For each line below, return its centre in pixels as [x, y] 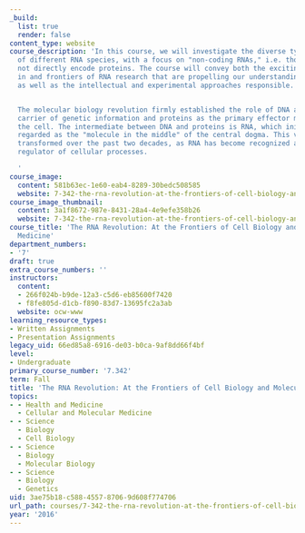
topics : [24, 396]
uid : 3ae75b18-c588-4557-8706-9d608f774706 [93, 498]
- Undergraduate [40, 363]
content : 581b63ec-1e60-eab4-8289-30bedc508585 [109, 185]
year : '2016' [34, 514]
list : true [38, 26]
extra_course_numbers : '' [58, 270]
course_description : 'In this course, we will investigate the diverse [148, 52]
